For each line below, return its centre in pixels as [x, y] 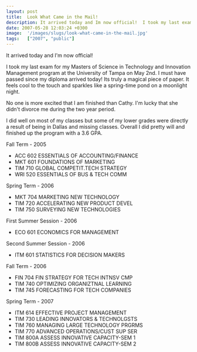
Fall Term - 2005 [26, 144]
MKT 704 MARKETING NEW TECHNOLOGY [67, 197]
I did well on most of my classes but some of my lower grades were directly [97, 120]
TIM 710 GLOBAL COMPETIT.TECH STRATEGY [71, 168]
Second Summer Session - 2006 [45, 243]
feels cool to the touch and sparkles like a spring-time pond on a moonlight [97, 85]
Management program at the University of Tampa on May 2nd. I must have [96, 73]
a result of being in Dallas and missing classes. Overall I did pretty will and [96, 127]
